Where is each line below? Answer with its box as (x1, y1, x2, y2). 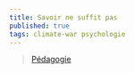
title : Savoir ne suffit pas (9, 12, 118, 22)
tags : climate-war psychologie (9, 29, 126, 38)
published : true (9, 21, 70, 30)
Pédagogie (30, 54, 71, 65)
